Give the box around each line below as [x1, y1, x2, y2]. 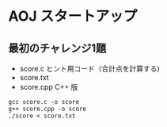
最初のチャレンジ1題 [8, 41, 107, 55]
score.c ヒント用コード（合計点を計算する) [19, 64, 160, 73]
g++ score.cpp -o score [8, 105, 87, 113]
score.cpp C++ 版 [19, 83, 78, 91]
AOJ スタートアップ [8, 7, 138, 25]
